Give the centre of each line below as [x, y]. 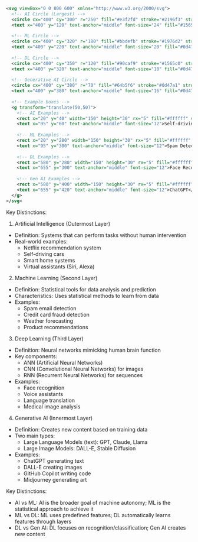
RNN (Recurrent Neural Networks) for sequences [83, 375]
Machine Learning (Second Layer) [56, 278]
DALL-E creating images [53, 467]
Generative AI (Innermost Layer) [54, 418]
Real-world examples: [41, 241]
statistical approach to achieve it [54, 509]
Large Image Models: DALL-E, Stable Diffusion [80, 448]
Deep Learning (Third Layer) [49, 338]
